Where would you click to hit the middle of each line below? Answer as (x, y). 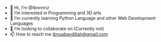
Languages (21, 23)
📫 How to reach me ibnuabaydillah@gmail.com (59, 34)
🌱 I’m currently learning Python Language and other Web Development (83, 18)
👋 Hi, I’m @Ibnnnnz (29, 8)
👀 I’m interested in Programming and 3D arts (55, 13)
